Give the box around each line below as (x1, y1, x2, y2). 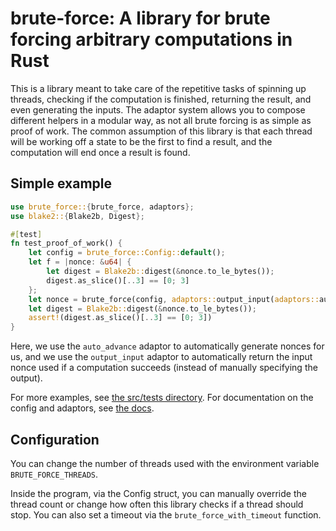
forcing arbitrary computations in (10, 28, 293, 51)
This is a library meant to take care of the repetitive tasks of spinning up (10, 82, 307, 94)
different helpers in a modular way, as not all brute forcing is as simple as (10, 114, 312, 126)
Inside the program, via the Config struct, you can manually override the (10, 487, 307, 499)
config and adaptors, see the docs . (10, 402, 155, 414)
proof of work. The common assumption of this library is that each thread (10, 125, 313, 137)
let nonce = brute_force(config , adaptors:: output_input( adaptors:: (28, 294, 320, 304)
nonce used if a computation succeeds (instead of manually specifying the (10, 362, 318, 374)
